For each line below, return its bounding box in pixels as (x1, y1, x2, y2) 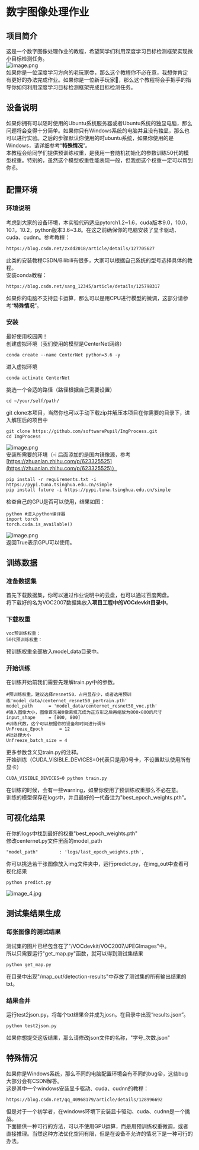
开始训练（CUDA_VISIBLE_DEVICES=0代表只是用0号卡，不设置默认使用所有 (6, 756, 191, 763)
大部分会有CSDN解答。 (6, 1077, 63, 1084)
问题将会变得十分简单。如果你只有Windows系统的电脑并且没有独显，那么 (6, 127, 185, 134)
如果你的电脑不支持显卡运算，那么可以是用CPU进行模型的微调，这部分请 (6, 294, 184, 301)
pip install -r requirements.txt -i (6, 476, 97, 482)
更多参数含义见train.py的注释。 (6, 748, 82, 756)
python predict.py (6, 879, 52, 885)
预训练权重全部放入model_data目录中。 (6, 648, 102, 655)
